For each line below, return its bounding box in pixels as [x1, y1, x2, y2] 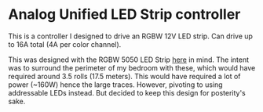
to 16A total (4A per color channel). [8, 39, 122, 49]
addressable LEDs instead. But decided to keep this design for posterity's [8, 88, 246, 97]
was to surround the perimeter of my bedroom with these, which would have [8, 63, 256, 72]
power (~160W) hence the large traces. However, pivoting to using [8, 80, 223, 89]
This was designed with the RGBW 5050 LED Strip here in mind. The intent [8, 55, 250, 64]
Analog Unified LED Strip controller [8, 5, 241, 23]
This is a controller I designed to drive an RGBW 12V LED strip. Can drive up [8, 31, 254, 41]
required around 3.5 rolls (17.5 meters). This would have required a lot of [8, 71, 241, 81]
